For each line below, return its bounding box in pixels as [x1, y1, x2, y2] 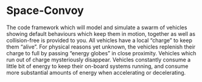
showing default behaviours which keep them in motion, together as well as [6, 30, 196, 37]
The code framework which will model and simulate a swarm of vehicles [6, 24, 187, 31]
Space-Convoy [6, 4, 84, 18]
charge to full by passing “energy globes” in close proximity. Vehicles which [6, 49, 197, 56]
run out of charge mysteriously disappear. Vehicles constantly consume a [6, 56, 191, 63]
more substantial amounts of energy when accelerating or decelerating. [6, 69, 186, 76]
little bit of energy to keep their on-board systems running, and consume [6, 62, 189, 70]
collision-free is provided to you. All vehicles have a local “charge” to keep [6, 36, 193, 44]
